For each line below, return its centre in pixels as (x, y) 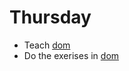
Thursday (50, 17)
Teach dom (47, 45)
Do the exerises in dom (71, 55)
